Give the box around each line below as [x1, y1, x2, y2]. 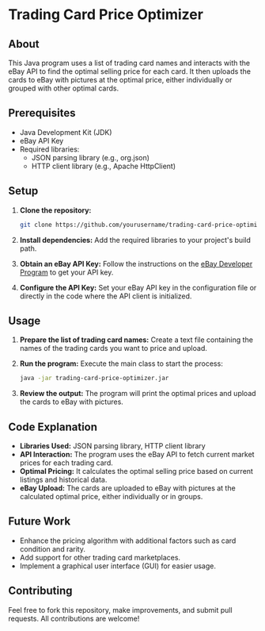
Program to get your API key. [19, 267, 114, 277]
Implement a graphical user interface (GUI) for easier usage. [19, 561, 216, 571]
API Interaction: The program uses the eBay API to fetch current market [19, 450, 255, 459]
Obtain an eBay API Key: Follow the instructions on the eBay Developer [19, 259, 253, 268]
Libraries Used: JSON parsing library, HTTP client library [19, 441, 206, 450]
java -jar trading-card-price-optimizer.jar [19, 375, 169, 383]
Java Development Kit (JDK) [19, 127, 112, 137]
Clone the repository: [19, 205, 92, 215]
